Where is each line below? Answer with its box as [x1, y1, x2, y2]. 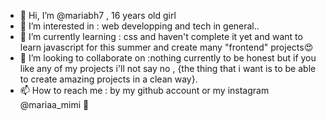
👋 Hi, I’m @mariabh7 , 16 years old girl [19, 10, 177, 21]
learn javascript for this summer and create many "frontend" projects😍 [19, 41, 314, 53]
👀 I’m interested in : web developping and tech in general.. [19, 20, 260, 32]
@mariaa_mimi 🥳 [19, 99, 90, 110]
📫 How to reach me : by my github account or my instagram [19, 85, 270, 96]
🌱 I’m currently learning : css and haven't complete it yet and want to [19, 31, 303, 42]
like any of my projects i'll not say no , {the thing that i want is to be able [19, 63, 317, 74]
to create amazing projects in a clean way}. [19, 73, 198, 85]
